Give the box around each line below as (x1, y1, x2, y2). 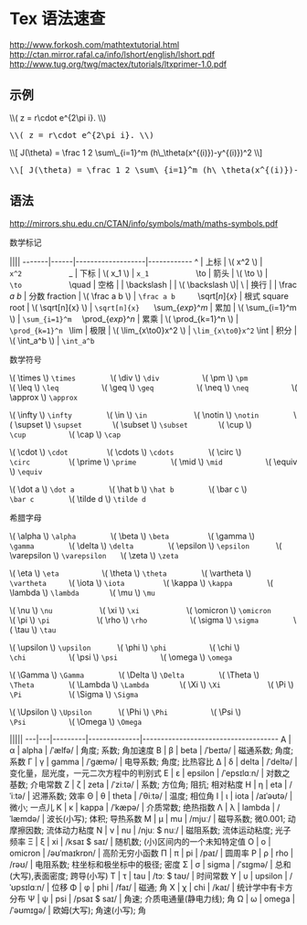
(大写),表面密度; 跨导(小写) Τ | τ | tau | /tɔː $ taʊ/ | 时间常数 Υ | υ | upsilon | (9, 870, 288, 881)
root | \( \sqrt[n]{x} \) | (9, 302, 93, 313)
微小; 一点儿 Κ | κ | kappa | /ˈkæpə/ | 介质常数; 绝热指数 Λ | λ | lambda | (9, 802, 276, 813)
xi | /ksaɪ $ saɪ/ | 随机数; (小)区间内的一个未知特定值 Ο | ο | (51, 835, 271, 846)
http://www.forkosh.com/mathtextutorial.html (9, 38, 180, 50)
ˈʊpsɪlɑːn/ (9, 881, 46, 892)
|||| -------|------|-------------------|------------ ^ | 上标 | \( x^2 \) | (9, 256, 263, 267)
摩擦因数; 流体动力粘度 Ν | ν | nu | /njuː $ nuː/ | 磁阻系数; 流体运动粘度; (9, 824, 273, 835)
